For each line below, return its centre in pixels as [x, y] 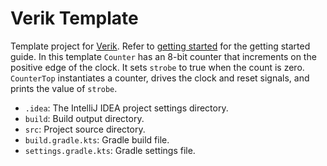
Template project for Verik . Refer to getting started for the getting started [160, 46]
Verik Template [74, 18]
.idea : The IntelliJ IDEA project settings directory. [126, 108]
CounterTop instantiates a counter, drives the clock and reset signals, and [160, 78]
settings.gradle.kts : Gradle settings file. [110, 150]
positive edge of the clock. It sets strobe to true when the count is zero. [157, 67]
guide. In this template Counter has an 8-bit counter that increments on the [163, 56]
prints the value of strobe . [64, 88]
